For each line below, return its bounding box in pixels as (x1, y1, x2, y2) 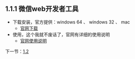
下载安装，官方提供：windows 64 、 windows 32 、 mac (12, 19, 130, 25)
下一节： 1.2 (5, 48, 29, 54)
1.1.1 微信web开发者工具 (5, 4, 79, 13)
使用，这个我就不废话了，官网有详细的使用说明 (12, 31, 110, 37)
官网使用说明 (20, 37, 47, 43)
